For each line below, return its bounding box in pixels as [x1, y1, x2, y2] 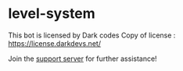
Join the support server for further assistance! [8, 54, 158, 63]
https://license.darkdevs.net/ [8, 38, 102, 48]
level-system [8, 5, 95, 23]
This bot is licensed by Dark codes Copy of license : [8, 30, 176, 40]
